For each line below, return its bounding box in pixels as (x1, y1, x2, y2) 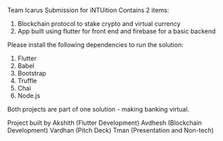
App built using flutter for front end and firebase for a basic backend (17, 27, 216, 35)
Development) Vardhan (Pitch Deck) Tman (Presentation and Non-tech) (7, 126, 215, 134)
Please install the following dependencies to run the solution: (7, 41, 184, 48)
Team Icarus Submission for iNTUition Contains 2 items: (7, 6, 170, 14)
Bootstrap (17, 69, 46, 77)
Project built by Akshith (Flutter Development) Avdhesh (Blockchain (7, 119, 203, 127)
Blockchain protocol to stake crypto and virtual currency (17, 20, 181, 27)
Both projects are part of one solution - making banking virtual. (7, 105, 190, 113)
